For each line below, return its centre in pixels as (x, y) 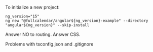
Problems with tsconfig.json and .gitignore (49, 44)
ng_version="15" (22, 16)
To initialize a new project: (32, 7)
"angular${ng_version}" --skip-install (47, 25)
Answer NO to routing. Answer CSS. (43, 34)
